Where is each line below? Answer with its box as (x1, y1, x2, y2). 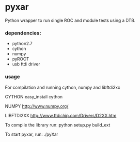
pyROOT (12, 56, 30, 62)
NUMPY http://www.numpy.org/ (5, 103, 69, 109)
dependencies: (5, 30, 41, 36)
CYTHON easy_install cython (5, 94, 63, 99)
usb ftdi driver (12, 61, 40, 67)
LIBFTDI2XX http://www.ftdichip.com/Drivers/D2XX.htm (5, 112, 117, 118)
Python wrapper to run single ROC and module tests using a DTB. (5, 17, 136, 23)
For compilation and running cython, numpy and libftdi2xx (5, 84, 120, 90)
